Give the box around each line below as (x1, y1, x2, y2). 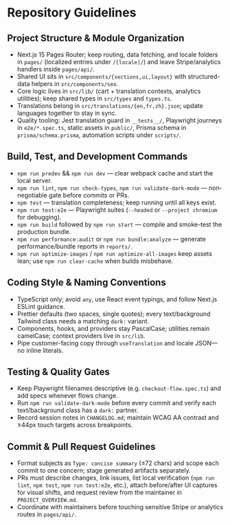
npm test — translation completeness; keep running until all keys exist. (16, 198, 217, 206)
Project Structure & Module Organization (7, 32, 185, 44)
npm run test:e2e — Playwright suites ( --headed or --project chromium (16, 205, 218, 214)
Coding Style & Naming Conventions (7, 277, 166, 288)
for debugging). (16, 213, 62, 221)
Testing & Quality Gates (7, 366, 110, 378)
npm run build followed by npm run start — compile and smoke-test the (16, 220, 222, 228)
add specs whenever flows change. (16, 392, 118, 400)
